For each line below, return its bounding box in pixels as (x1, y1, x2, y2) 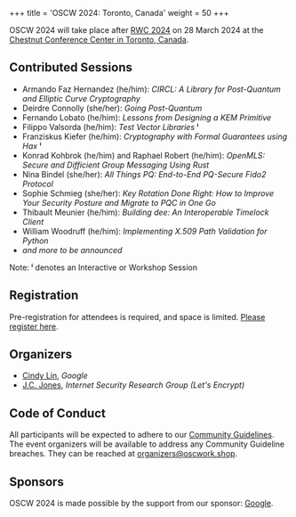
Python (21, 235, 49, 246)
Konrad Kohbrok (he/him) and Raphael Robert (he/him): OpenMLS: (21, 150, 266, 160)
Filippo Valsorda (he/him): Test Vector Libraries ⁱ (21, 121, 199, 132)
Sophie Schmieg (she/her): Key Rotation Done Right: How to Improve (21, 187, 274, 199)
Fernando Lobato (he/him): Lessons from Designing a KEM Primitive (21, 111, 272, 123)
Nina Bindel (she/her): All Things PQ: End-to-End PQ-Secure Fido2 (21, 168, 267, 179)
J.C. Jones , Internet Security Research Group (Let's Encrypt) (21, 380, 245, 390)
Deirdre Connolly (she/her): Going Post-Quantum (21, 103, 203, 113)
